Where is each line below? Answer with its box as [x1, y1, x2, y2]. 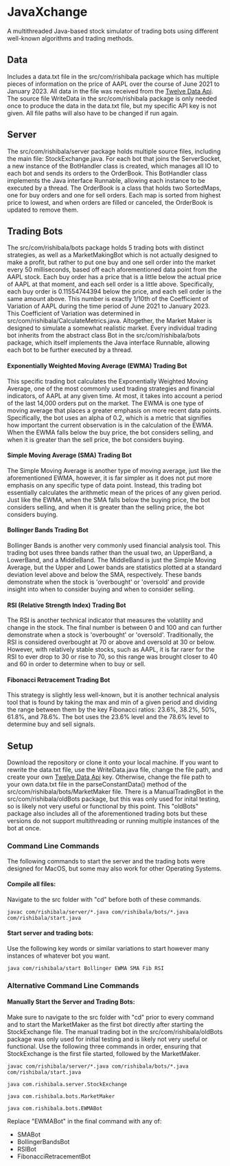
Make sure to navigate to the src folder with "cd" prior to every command [7, 1013, 214, 1022]
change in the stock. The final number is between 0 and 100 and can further [7, 624, 222, 632]
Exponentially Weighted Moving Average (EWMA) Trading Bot [7, 362, 187, 370]
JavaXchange [7, 4, 88, 20]
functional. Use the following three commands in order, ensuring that [7, 1042, 202, 1050]
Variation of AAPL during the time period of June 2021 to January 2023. [7, 302, 211, 310]
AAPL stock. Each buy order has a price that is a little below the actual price [7, 273, 222, 281]
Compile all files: [7, 880, 56, 888]
